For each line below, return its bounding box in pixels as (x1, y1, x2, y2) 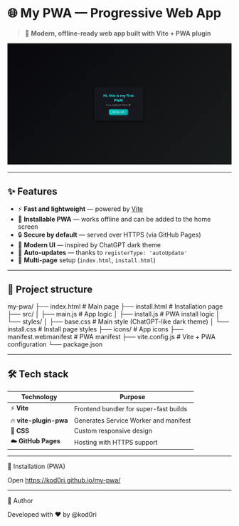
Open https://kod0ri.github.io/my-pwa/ (7, 475, 121, 484)
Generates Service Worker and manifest (74, 416, 191, 425)
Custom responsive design (74, 426, 153, 435)
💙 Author (7, 496, 33, 505)
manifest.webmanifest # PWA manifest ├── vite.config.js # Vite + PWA (7, 333, 216, 341)
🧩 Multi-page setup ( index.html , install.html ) (17, 256, 156, 264)
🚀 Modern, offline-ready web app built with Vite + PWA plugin (24, 29, 211, 37)
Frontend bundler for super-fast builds (74, 405, 188, 413)
